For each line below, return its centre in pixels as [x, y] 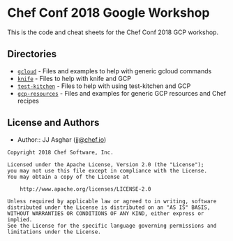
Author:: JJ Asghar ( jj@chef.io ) [62, 139]
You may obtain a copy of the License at [68, 177]
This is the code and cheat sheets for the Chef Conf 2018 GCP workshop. [113, 32]
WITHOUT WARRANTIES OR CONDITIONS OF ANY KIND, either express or [106, 213]
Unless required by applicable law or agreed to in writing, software [112, 201]
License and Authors [53, 123]
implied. [20, 219]
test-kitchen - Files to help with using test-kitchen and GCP [104, 86]
